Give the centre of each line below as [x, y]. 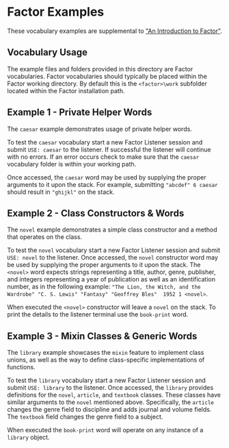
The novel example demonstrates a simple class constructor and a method [112, 229]
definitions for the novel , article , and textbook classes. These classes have [114, 395]
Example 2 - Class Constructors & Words [96, 213]
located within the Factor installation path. [66, 90]
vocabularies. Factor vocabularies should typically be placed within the [107, 76]
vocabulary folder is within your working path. [72, 164]
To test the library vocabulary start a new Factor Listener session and [107, 380]
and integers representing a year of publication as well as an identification [111, 279]
